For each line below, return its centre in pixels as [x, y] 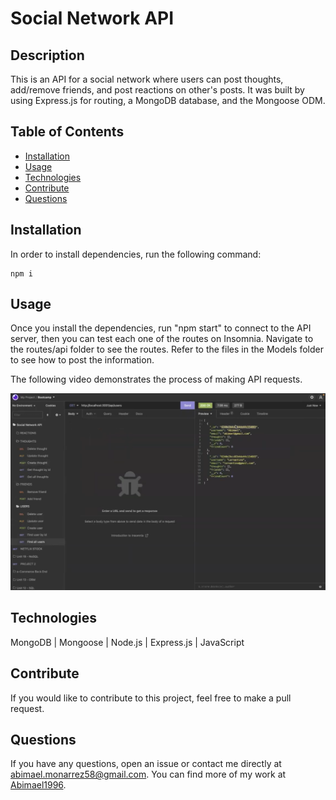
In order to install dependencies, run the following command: [136, 254]
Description [47, 55]
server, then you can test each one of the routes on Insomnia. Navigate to [162, 339]
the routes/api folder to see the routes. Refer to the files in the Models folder [167, 349]
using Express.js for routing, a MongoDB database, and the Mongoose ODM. [168, 100]
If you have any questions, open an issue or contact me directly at [146, 764]
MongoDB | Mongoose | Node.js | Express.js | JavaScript [127, 642]
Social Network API [92, 18]
